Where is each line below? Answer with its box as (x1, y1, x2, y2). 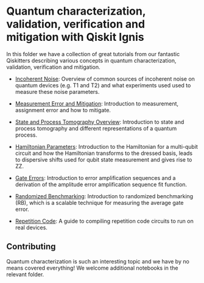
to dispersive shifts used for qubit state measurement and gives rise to (15, 156, 192, 163)
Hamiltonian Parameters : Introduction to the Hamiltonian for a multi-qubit (15, 143, 198, 150)
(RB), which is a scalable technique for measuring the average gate (15, 199, 184, 206)
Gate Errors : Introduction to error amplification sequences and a (15, 174, 176, 181)
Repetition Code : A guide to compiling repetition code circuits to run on (15, 217, 194, 224)
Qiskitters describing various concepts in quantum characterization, (6, 57, 177, 64)
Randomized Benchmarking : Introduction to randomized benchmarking (15, 192, 194, 199)
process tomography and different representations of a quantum (15, 124, 177, 132)
